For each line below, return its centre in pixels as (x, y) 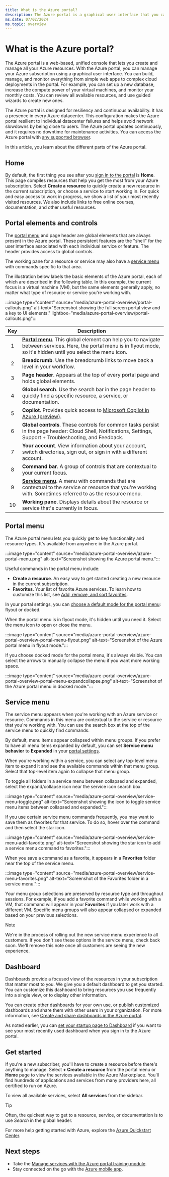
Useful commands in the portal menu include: (52, 569)
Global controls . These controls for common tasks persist (91, 425)
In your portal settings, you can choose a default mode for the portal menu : (83, 604)
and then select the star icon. (35, 828)
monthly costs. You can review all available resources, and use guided (78, 95)
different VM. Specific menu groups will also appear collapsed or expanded (83, 910)
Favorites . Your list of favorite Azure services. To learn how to (77, 589)
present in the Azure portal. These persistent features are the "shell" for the (83, 241)
